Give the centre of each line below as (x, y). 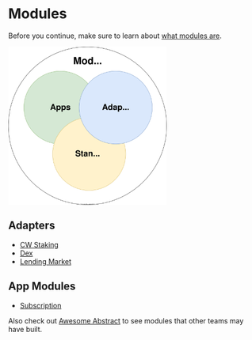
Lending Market (46, 261)
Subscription (40, 305)
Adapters (32, 226)
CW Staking (39, 244)
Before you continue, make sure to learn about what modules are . (115, 36)
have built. (25, 329)
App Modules (42, 287)
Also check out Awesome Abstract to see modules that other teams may (126, 320)
